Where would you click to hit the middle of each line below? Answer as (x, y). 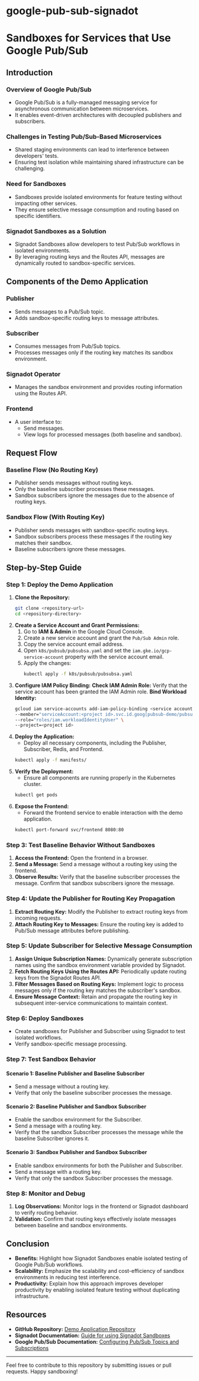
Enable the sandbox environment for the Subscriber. (78, 1120)
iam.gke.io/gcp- (153, 651)
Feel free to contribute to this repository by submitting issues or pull (89, 1365)
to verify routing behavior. (46, 1212)
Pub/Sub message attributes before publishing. (72, 930)
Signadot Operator (33, 374)
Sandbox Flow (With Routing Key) (55, 517)
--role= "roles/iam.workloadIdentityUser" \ (69, 720)
